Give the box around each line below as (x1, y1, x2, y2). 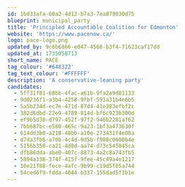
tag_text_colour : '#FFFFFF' (7, 70, 91, 77)
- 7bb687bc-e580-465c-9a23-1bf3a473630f (13, 122, 135, 130)
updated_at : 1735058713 (7, 50, 78, 58)
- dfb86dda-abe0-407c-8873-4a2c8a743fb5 (13, 149, 135, 156)
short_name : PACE (7, 57, 59, 64)
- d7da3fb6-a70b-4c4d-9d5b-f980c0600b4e (13, 136, 135, 143)
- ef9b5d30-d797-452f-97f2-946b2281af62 (13, 116, 135, 123)
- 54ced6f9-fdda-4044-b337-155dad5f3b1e (13, 169, 135, 176)
